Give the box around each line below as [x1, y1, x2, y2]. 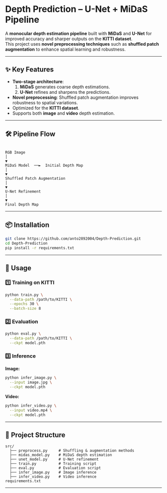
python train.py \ [5, 292, 43, 297]
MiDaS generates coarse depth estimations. [19, 83, 110, 90]
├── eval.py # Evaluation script [9, 466, 101, 471]
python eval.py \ [5, 331, 41, 336]
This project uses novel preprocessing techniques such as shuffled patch [5, 41, 159, 47]
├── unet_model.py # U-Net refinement [9, 457, 99, 462]
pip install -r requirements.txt [5, 246, 75, 251]
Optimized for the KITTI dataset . [12, 105, 80, 111]
